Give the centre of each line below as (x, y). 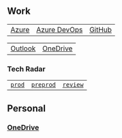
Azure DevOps (60, 29)
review (73, 85)
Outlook (23, 49)
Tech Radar (26, 69)
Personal (27, 108)
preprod (44, 85)
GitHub (101, 29)
